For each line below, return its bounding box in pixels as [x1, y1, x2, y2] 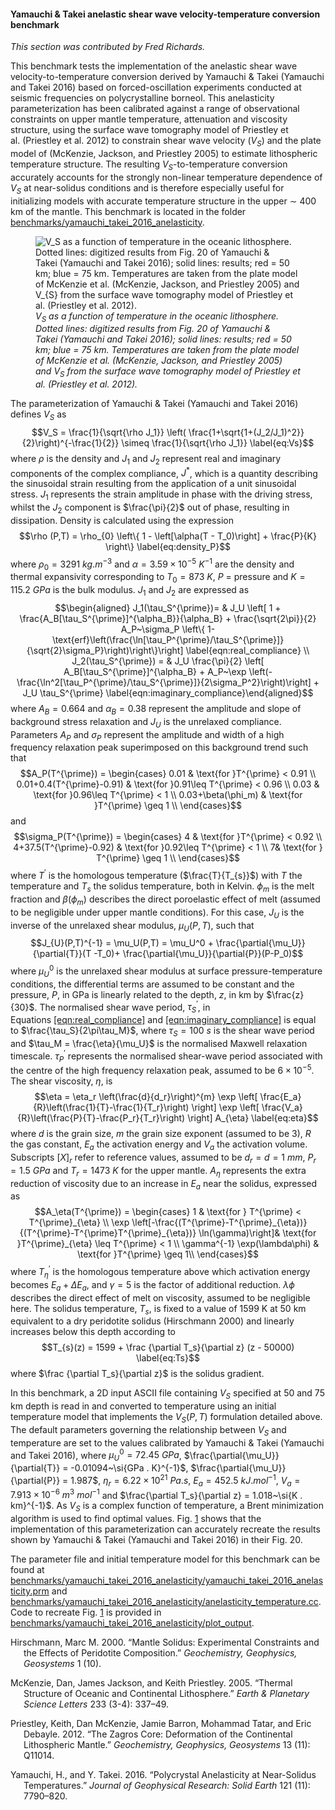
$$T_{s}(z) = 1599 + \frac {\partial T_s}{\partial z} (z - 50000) [41, 1341, 295, 1354]
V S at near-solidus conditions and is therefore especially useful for [10, 181, 285, 196]
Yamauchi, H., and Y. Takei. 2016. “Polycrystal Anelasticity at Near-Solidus [10, 1769, 317, 1781]
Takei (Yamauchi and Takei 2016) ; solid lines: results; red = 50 [35, 333, 292, 345]
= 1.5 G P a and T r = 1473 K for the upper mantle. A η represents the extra [10, 1164, 307, 1179]
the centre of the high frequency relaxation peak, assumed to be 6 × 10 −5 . [10, 1063, 315, 1077]
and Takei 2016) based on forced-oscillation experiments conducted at [10, 81, 302, 94]
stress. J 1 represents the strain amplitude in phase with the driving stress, [10, 488, 313, 503]
